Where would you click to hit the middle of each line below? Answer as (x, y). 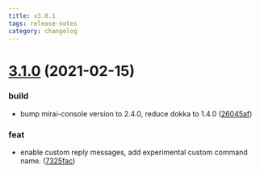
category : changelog (43, 31)
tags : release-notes (43, 23)
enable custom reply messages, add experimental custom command (134, 152)
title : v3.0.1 (32, 16)
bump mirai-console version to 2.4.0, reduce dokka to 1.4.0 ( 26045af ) (136, 113)
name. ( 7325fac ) (48, 161)
